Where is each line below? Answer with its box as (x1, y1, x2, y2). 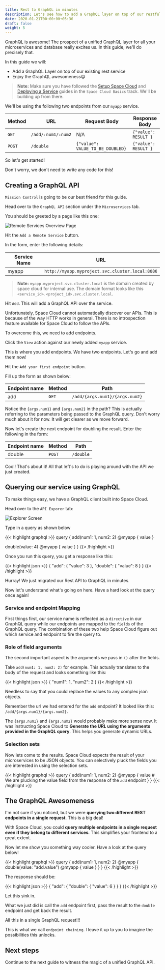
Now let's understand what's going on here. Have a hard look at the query (5, 587, 155, 593)
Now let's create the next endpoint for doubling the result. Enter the (5, 426, 142, 432)
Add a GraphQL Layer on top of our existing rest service (12, 68, 126, 74)
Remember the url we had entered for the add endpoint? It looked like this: (5, 704, 155, 709)
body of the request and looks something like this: (5, 670, 107, 676)
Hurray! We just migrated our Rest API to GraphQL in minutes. (5, 577, 130, 583)
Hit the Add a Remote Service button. (5, 232, 80, 238)
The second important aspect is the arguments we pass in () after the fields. (5, 655, 160, 661)
